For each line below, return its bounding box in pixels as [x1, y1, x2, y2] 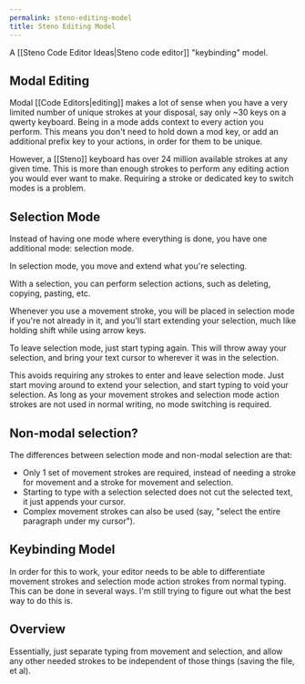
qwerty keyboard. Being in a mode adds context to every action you [9, 117, 264, 128]
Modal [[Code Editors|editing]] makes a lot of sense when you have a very [9, 97, 289, 108]
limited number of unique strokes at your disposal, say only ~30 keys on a [9, 107, 287, 118]
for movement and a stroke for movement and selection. [22, 476, 234, 487]
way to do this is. [9, 595, 73, 606]
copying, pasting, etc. [9, 288, 91, 299]
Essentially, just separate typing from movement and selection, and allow [9, 646, 283, 657]
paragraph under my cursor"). [22, 516, 136, 526]
